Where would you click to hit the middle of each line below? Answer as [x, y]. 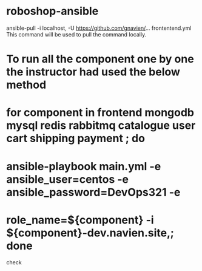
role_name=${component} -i [80, 220]
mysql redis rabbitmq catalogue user [101, 125]
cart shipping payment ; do [76, 139]
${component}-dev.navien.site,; [90, 233]
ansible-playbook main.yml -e [84, 166]
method [26, 85]
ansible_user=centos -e [68, 179]
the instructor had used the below [93, 72]
